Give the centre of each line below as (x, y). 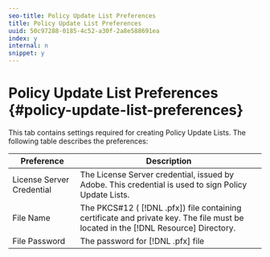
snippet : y (27, 53)
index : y (23, 38)
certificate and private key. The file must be (162, 218)
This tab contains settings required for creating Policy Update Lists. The (127, 132)
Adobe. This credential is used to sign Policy (164, 184)
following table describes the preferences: (78, 141)
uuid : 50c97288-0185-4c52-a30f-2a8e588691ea (84, 31)
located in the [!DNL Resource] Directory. (158, 228)
